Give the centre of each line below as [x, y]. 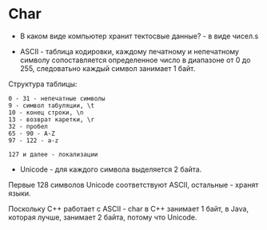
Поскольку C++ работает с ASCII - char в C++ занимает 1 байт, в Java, [129, 208]
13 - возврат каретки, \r [51, 119]
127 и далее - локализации [53, 154]
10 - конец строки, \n [46, 113]
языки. [20, 193]
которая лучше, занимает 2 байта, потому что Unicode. [103, 217]
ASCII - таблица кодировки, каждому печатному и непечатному [130, 51]
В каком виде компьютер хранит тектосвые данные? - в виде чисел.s [139, 36]
